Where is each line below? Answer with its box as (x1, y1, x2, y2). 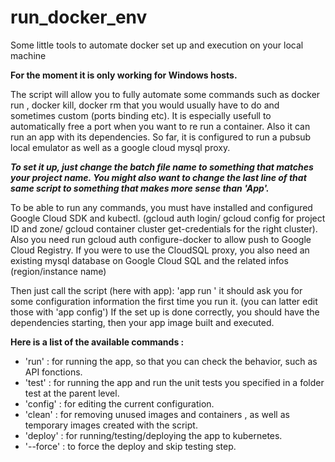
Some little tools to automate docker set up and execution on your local (10, 39, 304, 51)
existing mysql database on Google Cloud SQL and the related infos (10, 254, 289, 266)
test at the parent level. (24, 387, 120, 399)
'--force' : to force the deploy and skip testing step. (24, 440, 237, 452)
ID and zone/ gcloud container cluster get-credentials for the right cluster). (10, 222, 318, 235)
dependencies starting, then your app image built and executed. (10, 316, 275, 328)
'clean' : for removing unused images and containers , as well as (24, 408, 290, 420)
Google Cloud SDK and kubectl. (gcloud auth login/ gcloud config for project (10, 212, 326, 224)
